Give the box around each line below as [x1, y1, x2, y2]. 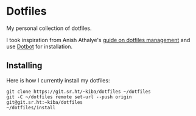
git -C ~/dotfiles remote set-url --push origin [6, 93, 132, 100]
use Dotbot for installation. [6, 43, 73, 50]
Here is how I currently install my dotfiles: [6, 76, 110, 84]
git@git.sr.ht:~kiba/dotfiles [6, 99, 83, 105]
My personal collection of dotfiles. [6, 24, 92, 32]
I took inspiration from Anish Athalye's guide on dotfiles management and [6, 36, 191, 43]
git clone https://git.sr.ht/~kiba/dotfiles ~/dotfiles [6, 89, 151, 95]
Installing [6, 60, 43, 71]
